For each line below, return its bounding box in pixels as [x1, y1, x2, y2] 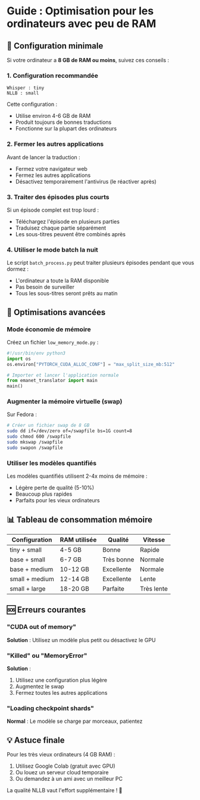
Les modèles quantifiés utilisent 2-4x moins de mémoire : [7, 472, 148, 480]
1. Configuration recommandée [7, 71, 99, 80]
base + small [10, 555, 45, 563]
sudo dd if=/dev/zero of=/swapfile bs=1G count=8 [7, 428, 133, 434]
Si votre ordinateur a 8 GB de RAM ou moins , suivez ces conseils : [7, 57, 169, 63]
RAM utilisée [60, 535, 97, 543]
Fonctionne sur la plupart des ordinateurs [15, 125, 117, 132]
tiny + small [10, 545, 42, 554]
